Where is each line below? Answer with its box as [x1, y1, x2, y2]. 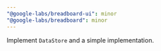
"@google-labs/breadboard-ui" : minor [6, 10, 117, 17]
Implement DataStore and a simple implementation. [6, 36, 154, 44]
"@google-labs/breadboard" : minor [6, 17, 108, 24]
